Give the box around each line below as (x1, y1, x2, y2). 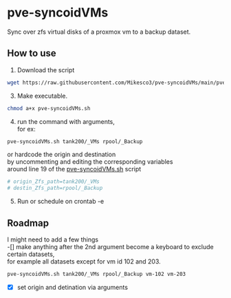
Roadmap (7, 217, 49, 228)
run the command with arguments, (16, 117, 115, 125)
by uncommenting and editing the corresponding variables (7, 158, 173, 166)
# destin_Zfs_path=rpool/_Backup (7, 184, 103, 192)
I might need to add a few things (7, 235, 98, 244)
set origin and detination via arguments (16, 283, 129, 291)
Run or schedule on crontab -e (16, 198, 104, 206)
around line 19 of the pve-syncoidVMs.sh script (7, 165, 142, 173)
